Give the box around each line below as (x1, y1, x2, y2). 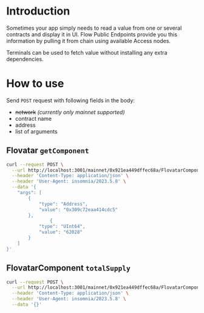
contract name (15, 115, 52, 122)
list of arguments (15, 127, 58, 135)
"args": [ (17, 190, 42, 196)
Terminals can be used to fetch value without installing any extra (6, 49, 168, 56)
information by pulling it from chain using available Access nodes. (6, 37, 171, 44)
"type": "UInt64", (38, 223, 86, 230)
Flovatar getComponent (6, 146, 89, 156)
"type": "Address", (38, 201, 88, 207)
